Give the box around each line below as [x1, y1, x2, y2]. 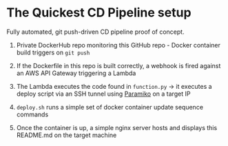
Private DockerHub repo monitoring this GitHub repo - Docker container [16, 41, 221, 49]
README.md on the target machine [16, 131, 117, 139]
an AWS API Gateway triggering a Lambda [16, 69, 136, 77]
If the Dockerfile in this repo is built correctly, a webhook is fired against [16, 61, 221, 70]
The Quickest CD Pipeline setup [6, 5, 191, 21]
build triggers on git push [16, 48, 90, 56]
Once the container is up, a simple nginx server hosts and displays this [16, 123, 218, 132]
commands [16, 110, 49, 118]
